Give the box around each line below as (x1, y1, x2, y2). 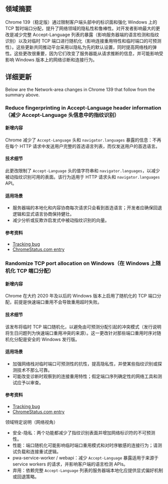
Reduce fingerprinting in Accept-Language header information (5, 104, 161, 111)
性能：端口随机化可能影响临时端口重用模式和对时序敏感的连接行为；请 (12, 442, 158, 448)
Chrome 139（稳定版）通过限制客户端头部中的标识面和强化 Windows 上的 (5, 19, 157, 25)
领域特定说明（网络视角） (5, 419, 58, 425)
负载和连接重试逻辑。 (17, 448, 61, 455)
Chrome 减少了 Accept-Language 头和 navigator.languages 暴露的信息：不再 (5, 137, 161, 143)
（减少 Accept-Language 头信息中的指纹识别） (5, 111, 119, 118)
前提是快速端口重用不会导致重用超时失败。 (14, 299, 102, 305)
